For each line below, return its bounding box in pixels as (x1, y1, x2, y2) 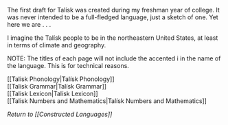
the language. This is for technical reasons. (7, 62, 129, 69)
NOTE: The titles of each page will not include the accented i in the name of (7, 54, 221, 62)
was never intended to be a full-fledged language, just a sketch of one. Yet (7, 13, 218, 21)
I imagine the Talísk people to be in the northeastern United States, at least (7, 34, 218, 42)
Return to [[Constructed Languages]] (7, 110, 113, 118)
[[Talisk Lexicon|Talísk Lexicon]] (7, 89, 98, 98)
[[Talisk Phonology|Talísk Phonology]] (7, 75, 115, 83)
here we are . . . (7, 21, 52, 28)
